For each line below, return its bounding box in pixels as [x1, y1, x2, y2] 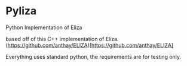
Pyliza [5, 4, 37, 18]
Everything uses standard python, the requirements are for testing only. [5, 53, 182, 60]
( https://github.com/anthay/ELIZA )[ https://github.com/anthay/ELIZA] [5, 42, 174, 49]
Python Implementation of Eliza [5, 24, 82, 31]
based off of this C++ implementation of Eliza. [5, 35, 119, 42]
